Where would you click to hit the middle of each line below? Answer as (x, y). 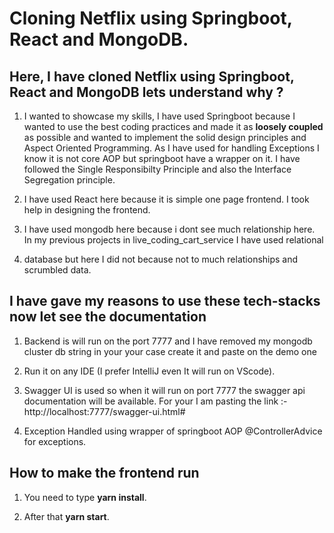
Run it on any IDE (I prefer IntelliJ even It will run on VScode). (149, 371)
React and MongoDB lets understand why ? (146, 92)
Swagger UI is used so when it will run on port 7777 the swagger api (164, 390)
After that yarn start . (66, 516)
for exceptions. (55, 441)
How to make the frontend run (104, 473)
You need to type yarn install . (85, 497)
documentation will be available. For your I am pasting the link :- (155, 401)
